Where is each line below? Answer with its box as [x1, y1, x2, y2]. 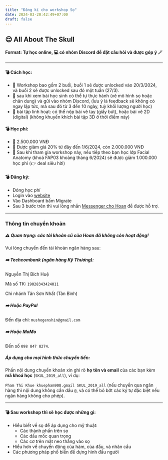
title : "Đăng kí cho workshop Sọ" [5, 7, 77, 12]
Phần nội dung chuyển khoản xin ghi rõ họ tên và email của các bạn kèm [5, 367, 155, 373]
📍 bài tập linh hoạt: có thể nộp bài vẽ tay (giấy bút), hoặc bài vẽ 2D [12, 108, 150, 115]
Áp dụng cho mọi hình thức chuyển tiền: [5, 354, 90, 360]
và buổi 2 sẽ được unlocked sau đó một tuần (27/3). [12, 87, 119, 93]
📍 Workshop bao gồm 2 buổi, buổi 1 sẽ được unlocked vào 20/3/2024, [12, 82, 157, 88]
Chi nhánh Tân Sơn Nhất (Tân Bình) [5, 290, 77, 296]
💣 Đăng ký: [5, 173, 30, 180]
